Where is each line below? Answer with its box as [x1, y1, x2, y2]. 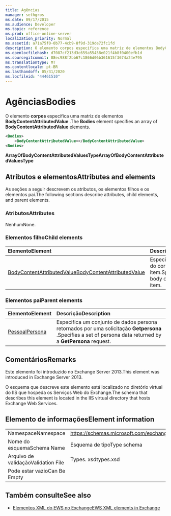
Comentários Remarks [5, 355, 76, 364]
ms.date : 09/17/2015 [5, 17, 49, 22]
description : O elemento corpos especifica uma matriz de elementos [5, 45, 154, 51]
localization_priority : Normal [5, 36, 72, 41]
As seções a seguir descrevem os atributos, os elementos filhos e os [5, 186, 150, 192]
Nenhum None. [5, 221, 36, 227]
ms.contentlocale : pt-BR [5, 64, 58, 69]
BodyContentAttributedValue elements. [5, 124, 91, 130]
